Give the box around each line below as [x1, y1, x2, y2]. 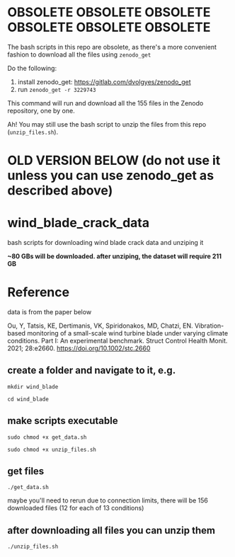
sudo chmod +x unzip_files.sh [7, 446, 97, 453]
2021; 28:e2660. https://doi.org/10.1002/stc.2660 [7, 344, 151, 352]
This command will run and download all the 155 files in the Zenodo [7, 98, 204, 107]
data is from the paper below [7, 308, 92, 316]
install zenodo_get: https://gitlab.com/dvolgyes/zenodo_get [17, 77, 191, 86]
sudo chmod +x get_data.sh [7, 433, 87, 441]
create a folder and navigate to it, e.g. [7, 364, 176, 377]
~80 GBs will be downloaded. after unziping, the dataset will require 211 [7, 252, 222, 260]
